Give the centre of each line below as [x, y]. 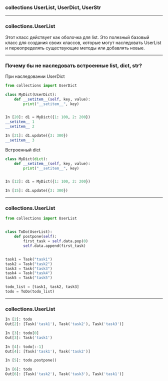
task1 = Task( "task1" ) [29, 259]
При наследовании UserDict [35, 76]
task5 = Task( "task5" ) [29, 278]
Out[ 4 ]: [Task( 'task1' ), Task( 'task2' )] [48, 351]
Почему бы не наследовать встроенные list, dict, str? [74, 65]
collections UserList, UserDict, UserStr [53, 7]
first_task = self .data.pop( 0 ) [56, 241]
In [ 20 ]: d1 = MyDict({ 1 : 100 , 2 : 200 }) [48, 117]
